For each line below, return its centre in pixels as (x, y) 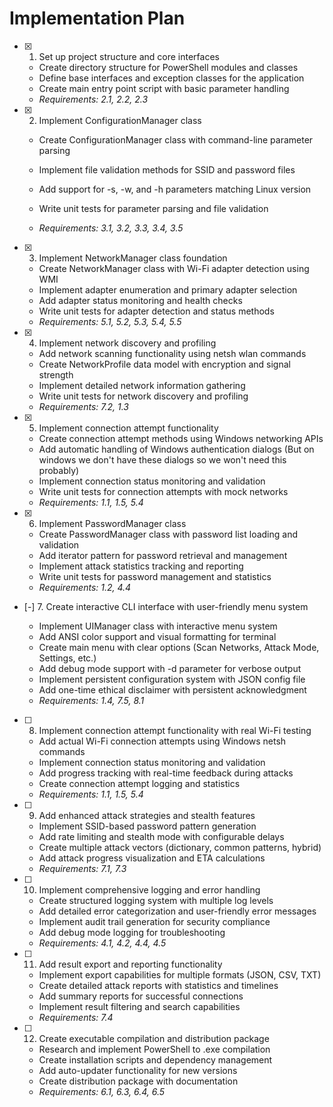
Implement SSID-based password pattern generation (147, 826)
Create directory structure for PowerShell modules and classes (168, 67)
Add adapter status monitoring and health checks (140, 300)
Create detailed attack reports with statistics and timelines (158, 985)
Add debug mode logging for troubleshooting (132, 932)
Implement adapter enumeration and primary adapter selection (168, 289)
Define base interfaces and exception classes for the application (171, 78)
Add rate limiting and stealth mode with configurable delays (161, 836)
